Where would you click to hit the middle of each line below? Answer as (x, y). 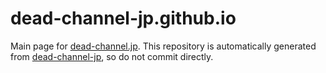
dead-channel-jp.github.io (123, 18)
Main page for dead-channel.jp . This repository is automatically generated (163, 46)
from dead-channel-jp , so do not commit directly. (112, 56)
